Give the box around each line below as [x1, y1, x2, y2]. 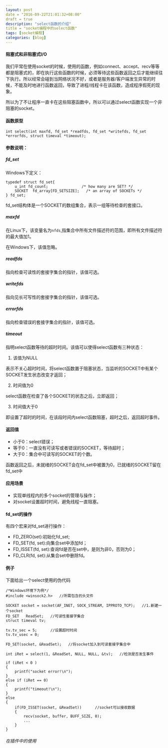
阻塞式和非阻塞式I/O [5, 51, 47, 58]
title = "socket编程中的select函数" [5, 26, 77, 31]
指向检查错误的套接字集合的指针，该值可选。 [5, 319, 98, 325]
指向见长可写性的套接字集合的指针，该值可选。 [5, 294, 102, 300]
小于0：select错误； [12, 438, 55, 444]
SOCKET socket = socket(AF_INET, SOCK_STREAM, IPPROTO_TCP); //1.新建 [5, 603, 159, 608]
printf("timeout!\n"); [14, 686, 62, 691]
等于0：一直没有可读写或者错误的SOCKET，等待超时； [12, 445, 126, 451]
